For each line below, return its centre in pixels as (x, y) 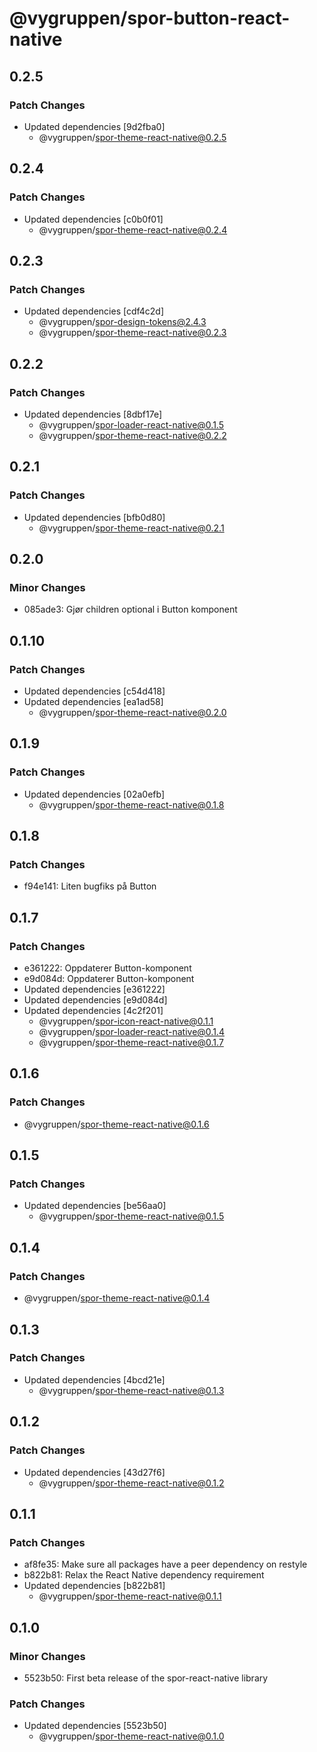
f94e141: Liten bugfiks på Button (90, 886)
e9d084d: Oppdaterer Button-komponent (109, 979)
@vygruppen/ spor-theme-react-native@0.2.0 (132, 712)
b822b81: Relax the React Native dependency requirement (144, 1575)
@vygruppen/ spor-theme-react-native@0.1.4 (117, 1298)
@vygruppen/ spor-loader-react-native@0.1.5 (131, 424)
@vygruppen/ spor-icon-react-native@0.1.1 (126, 1021)
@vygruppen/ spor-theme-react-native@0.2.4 (133, 229)
